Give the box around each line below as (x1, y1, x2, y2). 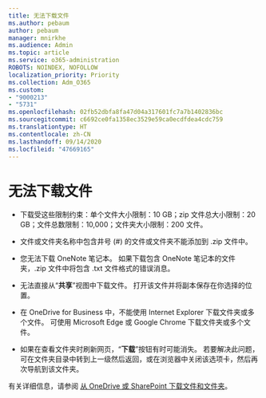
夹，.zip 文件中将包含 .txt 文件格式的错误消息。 (19, 264, 175, 274)
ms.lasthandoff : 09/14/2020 (8, 137, 102, 146)
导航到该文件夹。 (26, 365, 84, 374)
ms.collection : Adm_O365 (8, 78, 91, 86)
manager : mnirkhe (8, 33, 66, 42)
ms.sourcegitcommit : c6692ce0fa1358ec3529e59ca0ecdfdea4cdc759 (8, 116, 224, 124)
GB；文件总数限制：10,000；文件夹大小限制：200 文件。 (19, 220, 208, 230)
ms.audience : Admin (8, 41, 73, 49)
